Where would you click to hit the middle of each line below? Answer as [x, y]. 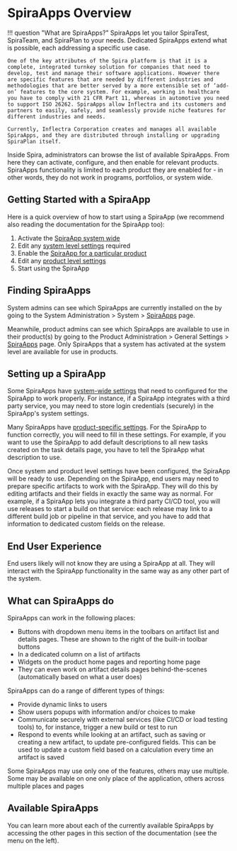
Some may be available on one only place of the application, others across [116, 778]
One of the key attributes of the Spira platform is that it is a [107, 61]
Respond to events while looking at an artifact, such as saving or [112, 735]
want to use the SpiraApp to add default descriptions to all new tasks [108, 442]
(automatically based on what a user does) [80, 677]
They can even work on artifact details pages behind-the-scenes [112, 669]
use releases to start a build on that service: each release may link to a [110, 509]
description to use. [35, 457]
